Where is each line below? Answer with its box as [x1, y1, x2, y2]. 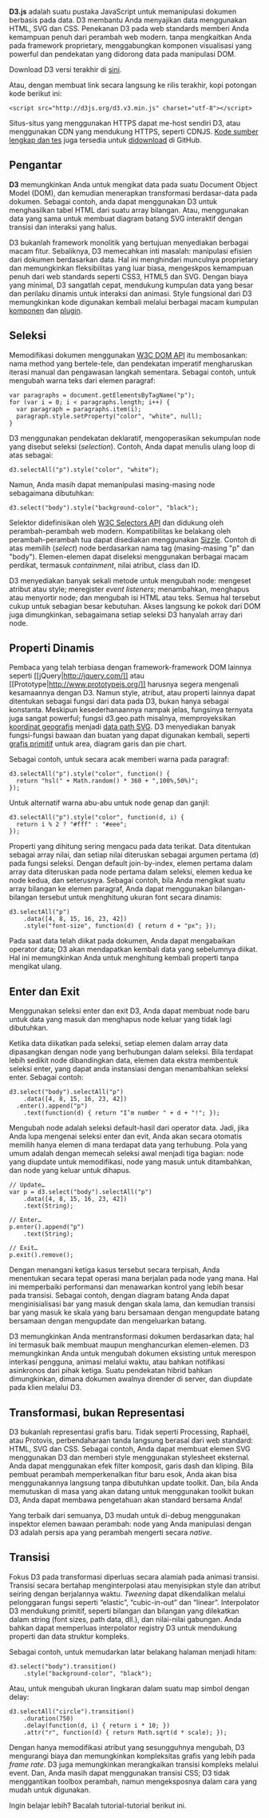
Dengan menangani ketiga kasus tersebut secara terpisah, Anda [9, 1265, 220, 1275]
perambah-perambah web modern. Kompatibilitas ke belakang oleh [9, 526, 231, 535]
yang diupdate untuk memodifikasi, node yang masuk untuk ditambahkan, [9, 1157, 252, 1167]
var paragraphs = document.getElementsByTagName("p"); [9, 391, 196, 399]
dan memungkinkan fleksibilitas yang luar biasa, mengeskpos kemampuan [9, 263, 254, 273]
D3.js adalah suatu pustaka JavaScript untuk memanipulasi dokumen [9, 7, 237, 16]
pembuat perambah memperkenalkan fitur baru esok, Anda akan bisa [9, 1470, 238, 1480]
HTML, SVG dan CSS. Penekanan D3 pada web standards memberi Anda [9, 24, 250, 33]
